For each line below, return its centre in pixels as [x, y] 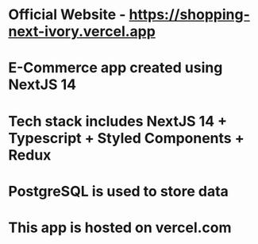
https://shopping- [189, 15]
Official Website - [67, 15]
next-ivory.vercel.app [82, 31]
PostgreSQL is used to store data [118, 191]
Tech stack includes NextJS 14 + [118, 121]
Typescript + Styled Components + [126, 138]
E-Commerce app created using [116, 68]
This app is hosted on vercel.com [120, 227]
